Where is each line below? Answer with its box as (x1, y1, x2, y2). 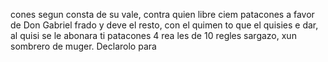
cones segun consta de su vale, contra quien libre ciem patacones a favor (10, 9, 315, 20)
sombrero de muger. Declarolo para (10, 40, 157, 52)
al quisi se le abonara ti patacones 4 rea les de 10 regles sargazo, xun (10, 30, 297, 41)
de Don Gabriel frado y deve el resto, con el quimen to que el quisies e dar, (10, 19, 319, 31)
